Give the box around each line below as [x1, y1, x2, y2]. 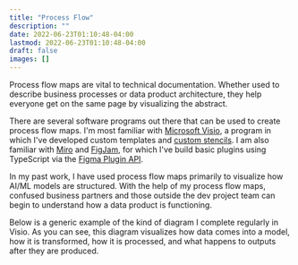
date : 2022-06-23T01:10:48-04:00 [9, 30, 134, 38]
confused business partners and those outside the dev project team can [9, 190, 276, 201]
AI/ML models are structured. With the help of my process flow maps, [9, 181, 266, 191]
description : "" [9, 21, 70, 30]
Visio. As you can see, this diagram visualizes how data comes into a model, [9, 227, 291, 237]
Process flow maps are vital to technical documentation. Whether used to [9, 80, 280, 90]
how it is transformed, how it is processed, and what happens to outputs [9, 236, 277, 246]
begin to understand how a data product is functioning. [9, 200, 213, 210]
